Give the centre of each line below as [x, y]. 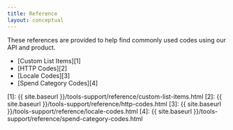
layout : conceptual [36, 20]
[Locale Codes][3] [44, 75]
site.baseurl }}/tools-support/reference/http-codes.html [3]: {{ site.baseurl [114, 104]
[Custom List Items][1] [49, 60]
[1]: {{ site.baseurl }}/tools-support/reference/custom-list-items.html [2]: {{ [114, 96]
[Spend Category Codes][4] [58, 83]
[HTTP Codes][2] [42, 68]
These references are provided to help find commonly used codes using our [117, 40]
